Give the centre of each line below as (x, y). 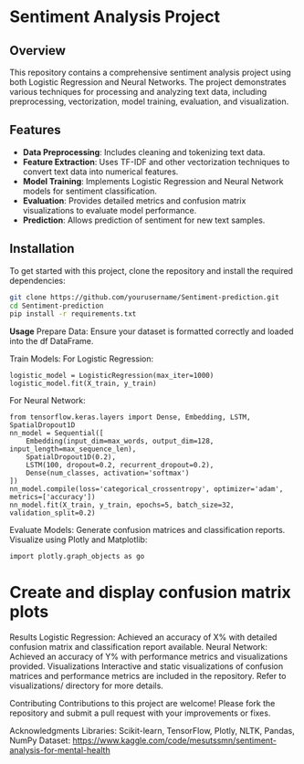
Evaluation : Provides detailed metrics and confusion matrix (134, 200)
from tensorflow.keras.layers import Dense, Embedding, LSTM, (130, 417)
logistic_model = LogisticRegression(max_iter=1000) (112, 376)
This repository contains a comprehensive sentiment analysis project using (151, 72)
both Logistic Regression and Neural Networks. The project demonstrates (148, 82)
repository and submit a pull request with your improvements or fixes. (140, 713)
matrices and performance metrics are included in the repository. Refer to (148, 676)
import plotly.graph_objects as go (77, 557)
